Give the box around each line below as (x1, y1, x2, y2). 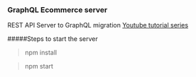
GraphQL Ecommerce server (7, 5, 108, 15)
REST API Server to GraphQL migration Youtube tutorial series (7, 21, 189, 30)
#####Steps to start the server (7, 35, 98, 43)
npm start (24, 62, 53, 71)
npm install (24, 48, 58, 57)
